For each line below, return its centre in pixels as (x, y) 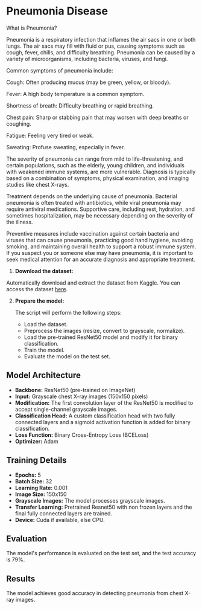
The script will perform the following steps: (68, 312)
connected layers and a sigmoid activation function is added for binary (103, 422)
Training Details (36, 460)
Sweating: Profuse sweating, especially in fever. (66, 147)
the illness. (20, 222)
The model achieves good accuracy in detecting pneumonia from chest (95, 593)
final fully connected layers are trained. (64, 513)
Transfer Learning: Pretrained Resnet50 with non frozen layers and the (103, 507)
